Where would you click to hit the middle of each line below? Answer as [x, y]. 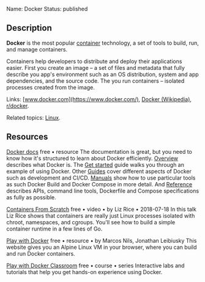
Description [29, 28]
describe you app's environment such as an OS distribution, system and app [102, 74]
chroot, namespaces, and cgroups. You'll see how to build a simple [91, 222]
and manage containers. [37, 49]
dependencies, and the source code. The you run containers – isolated [95, 81]
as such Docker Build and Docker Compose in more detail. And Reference [99, 184]
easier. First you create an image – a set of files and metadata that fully [96, 67]
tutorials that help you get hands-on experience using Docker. [84, 272]
